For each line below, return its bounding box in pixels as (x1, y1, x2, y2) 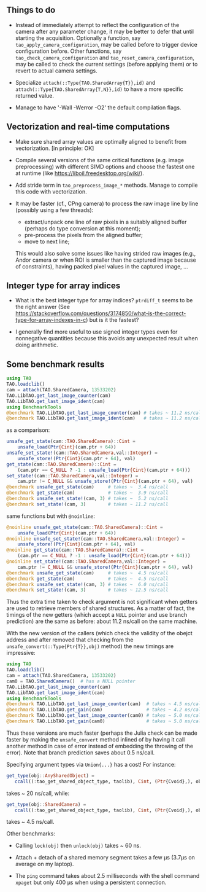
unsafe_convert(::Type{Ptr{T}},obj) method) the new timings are (6, 643, 174, 650)
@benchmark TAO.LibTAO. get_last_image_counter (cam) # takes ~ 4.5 (6, 701, 183, 707)
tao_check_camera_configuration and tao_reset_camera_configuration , (15, 53, 194, 61)
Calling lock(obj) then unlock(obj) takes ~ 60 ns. (15, 842, 141, 850)
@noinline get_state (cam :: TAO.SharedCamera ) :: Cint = (6, 547, 144, 554)
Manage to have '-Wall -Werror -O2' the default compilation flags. (15, 104, 181, 111)
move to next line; (24, 238, 70, 245)
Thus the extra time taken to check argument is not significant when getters (6, 598, 198, 606)
